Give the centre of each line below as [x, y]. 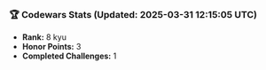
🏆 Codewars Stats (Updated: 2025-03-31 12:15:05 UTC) [133, 14]
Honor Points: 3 [51, 47]
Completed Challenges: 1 [69, 56]
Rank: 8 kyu [44, 37]
